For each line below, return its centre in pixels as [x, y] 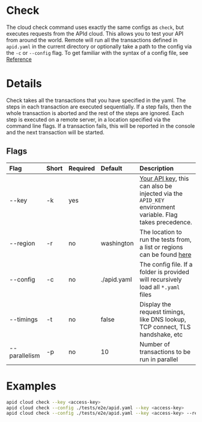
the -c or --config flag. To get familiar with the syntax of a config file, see [97, 52]
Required [81, 168]
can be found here [165, 254]
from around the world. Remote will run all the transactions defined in [92, 40]
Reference [19, 59]
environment [157, 207]
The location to [161, 231]
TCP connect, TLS [165, 327]
